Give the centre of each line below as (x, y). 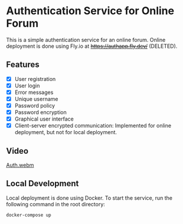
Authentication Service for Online (90, 11)
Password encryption (40, 112)
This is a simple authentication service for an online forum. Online (86, 40)
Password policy (35, 105)
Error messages (34, 92)
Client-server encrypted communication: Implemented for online (93, 126)
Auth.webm (20, 165)
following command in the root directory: (55, 204)
